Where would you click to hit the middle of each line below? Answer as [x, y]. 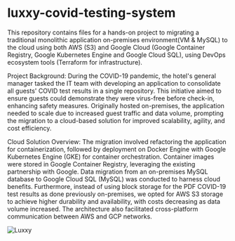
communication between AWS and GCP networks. [80, 216]
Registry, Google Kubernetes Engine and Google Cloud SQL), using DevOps [116, 55]
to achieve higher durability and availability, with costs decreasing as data [114, 201]
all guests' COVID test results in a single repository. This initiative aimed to [115, 91]
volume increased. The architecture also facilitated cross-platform [103, 209]
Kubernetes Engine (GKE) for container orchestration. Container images [111, 157]
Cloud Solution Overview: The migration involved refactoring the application [117, 141]
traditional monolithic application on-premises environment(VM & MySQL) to [117, 39]
